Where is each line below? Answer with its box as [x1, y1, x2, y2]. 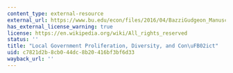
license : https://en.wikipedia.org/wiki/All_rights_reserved [7, 29, 188, 37]
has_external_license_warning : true [7, 23, 113, 30]
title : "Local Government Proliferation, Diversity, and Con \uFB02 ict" [7, 42, 218, 49]
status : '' [7, 36, 39, 43]
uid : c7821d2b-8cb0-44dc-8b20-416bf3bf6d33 [7, 49, 135, 56]
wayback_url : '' [7, 56, 54, 63]
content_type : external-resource [7, 10, 104, 17]
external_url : [7, 17, 49, 24]
